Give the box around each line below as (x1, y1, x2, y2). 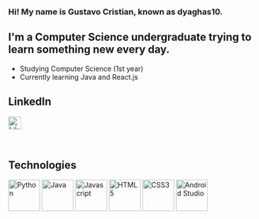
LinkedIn (8, 95, 52, 109)
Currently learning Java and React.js (19, 72, 138, 81)
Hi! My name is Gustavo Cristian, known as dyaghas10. (8, 6, 223, 17)
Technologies (8, 158, 77, 172)
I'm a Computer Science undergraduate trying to (8, 31, 252, 44)
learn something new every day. (8, 43, 170, 57)
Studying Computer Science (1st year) (19, 64, 144, 73)
